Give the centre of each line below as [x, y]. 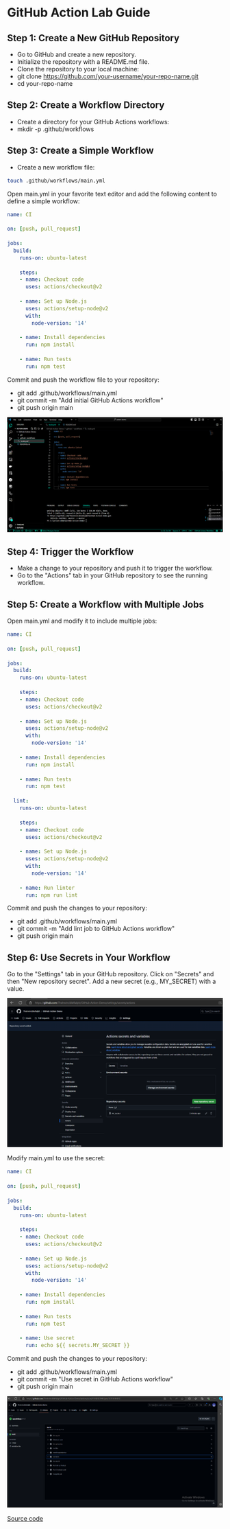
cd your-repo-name [45, 83]
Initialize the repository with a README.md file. [83, 62]
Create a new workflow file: [56, 167]
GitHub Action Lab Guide [79, 13]
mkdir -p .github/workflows [55, 129]
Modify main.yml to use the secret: [56, 1158]
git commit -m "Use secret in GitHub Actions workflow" [95, 1379]
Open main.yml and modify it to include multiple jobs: [82, 621]
